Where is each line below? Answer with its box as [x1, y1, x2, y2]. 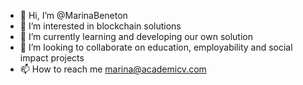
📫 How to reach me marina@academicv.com [19, 63, 207, 75]
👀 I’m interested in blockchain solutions [19, 20, 182, 32]
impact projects [19, 52, 85, 64]
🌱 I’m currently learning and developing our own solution [19, 31, 253, 42]
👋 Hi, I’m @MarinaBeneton [19, 10, 128, 21]
